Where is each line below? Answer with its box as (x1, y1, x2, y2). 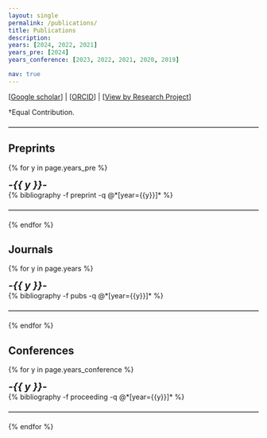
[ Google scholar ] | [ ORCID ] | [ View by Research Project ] (8, 92, 192, 102)
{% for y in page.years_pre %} (8, 163, 108, 172)
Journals (8, 243, 53, 256)
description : (8, 33, 52, 42)
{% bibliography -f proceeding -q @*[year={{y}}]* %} (8, 392, 185, 401)
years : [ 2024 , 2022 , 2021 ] (8, 41, 98, 49)
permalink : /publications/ (8, 19, 98, 27)
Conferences (8, 344, 75, 357)
